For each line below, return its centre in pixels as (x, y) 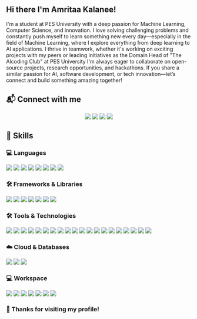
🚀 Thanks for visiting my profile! (53, 310)
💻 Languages (26, 152)
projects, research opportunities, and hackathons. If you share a (102, 68)
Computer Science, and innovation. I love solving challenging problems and (98, 30)
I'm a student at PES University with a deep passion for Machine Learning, (96, 24)
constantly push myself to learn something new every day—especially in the (98, 36)
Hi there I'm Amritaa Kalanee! (61, 10)
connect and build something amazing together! (64, 80)
